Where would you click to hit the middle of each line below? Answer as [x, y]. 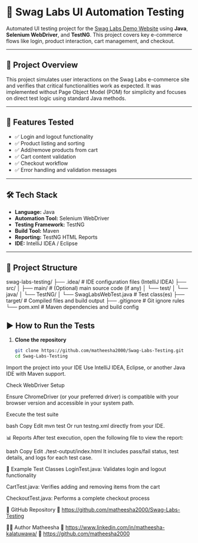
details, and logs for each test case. [49, 457]
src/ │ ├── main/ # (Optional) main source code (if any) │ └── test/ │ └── [97, 288]
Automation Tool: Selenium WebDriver [62, 219]
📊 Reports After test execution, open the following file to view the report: [95, 437]
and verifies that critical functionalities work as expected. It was [83, 86]
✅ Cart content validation [45, 157]
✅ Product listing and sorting [49, 143]
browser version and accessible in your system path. [70, 403]
